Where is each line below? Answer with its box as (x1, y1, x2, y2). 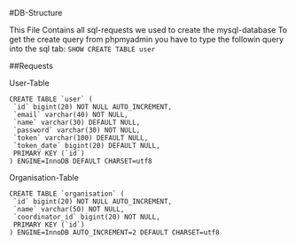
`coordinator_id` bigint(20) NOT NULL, (12, 212, 161, 221)
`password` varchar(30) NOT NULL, (12, 126, 141, 135)
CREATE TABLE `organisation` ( (9, 189, 125, 198)
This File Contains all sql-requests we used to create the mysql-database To (9, 25, 288, 35)
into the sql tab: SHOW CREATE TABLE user (9, 43, 156, 54)
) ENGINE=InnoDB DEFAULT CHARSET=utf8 (9, 157, 152, 165)
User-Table (9, 78, 51, 88)
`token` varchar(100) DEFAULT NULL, (12, 134, 149, 142)
